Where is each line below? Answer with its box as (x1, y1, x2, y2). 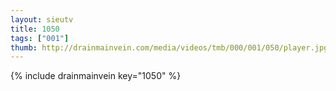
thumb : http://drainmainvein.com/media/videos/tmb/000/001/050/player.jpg (10, 42, 329, 53)
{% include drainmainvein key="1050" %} (10, 70, 182, 82)
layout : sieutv (10, 14, 74, 25)
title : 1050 (10, 24, 60, 34)
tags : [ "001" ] (10, 33, 70, 43)
